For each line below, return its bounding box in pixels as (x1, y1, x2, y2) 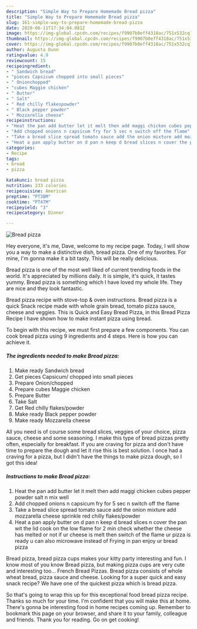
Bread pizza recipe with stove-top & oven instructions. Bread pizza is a (6, 297, 177, 304)
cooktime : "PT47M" (6, 199, 51, 205)
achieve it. (6, 339, 31, 346)
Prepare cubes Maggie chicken (14, 386, 90, 393)
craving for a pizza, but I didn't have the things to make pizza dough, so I (6, 453, 182, 460)
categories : (6, 145, 35, 151)
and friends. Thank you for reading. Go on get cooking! (6, 616, 140, 623)
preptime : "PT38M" (6, 193, 51, 199)
